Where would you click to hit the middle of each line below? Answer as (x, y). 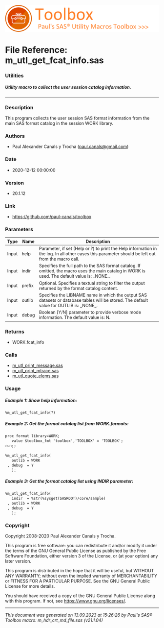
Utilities (14, 75)
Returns (15, 332)
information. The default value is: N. (75, 317)
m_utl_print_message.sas (38, 365)
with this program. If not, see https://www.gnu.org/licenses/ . (66, 601)
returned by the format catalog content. (78, 288)
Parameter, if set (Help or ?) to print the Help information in (98, 249)
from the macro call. (59, 259)
